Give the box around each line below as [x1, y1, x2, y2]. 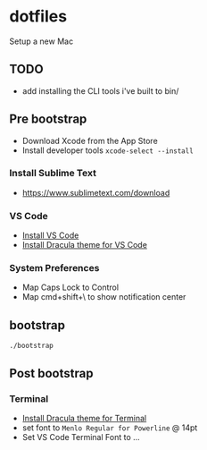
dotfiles [9, 6, 68, 27]
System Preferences [9, 262, 100, 275]
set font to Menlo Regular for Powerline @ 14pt [21, 422, 198, 433]
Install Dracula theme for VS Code [21, 240, 147, 250]
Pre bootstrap [9, 112, 87, 127]
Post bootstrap [9, 365, 94, 381]
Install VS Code [21, 230, 79, 241]
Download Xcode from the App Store [21, 135, 158, 146]
